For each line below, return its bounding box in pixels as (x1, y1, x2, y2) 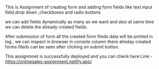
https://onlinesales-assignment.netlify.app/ (5, 59, 92, 64)
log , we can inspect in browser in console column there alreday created (5, 39, 151, 45)
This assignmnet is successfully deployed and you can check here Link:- (5, 53, 153, 59)
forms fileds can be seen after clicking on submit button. (5, 44, 119, 49)
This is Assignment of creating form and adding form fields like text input (5, 4, 153, 10)
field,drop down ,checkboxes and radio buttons (5, 9, 101, 15)
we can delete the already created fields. (5, 24, 88, 30)
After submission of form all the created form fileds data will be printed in (5, 34, 153, 39)
